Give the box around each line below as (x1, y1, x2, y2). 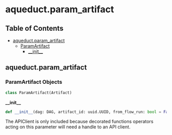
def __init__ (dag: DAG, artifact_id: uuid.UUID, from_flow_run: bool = (5, 109, 161, 115)
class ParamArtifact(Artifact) (5, 90, 72, 95)
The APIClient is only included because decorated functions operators (5, 119, 154, 125)
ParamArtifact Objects (5, 78, 62, 85)
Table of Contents (5, 24, 64, 33)
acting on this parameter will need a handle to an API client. (5, 124, 131, 130)
